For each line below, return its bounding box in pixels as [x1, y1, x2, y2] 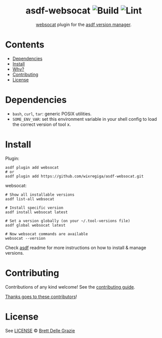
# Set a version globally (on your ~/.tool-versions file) [5, 218, 131, 223]
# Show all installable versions [5, 192, 75, 197]
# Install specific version [5, 205, 64, 210]
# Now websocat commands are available [5, 231, 88, 237]
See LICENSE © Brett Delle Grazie [5, 328, 75, 334]
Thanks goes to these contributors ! [5, 294, 77, 300]
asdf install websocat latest [5, 210, 68, 215]
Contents [5, 39, 45, 50]
